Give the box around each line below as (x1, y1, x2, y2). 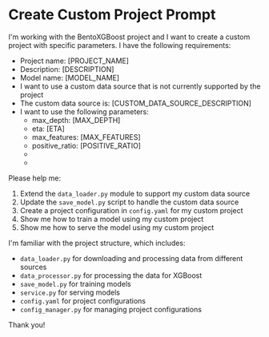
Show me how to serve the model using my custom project (19, 222, 215, 232)
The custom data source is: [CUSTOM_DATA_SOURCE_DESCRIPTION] (19, 98, 252, 108)
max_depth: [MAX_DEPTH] (31, 115, 121, 125)
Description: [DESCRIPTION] (19, 64, 114, 73)
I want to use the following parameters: (19, 106, 150, 117)
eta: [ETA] (31, 124, 66, 133)
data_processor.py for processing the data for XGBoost (19, 270, 203, 280)
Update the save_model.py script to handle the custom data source (19, 197, 239, 207)
